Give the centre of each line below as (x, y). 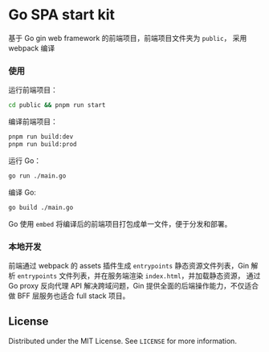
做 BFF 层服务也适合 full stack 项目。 (69, 296)
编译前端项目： (33, 121)
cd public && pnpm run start (57, 105)
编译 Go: (22, 192)
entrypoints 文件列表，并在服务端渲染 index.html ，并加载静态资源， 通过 (139, 276)
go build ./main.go (41, 207)
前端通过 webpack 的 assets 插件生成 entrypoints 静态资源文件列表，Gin (129, 265)
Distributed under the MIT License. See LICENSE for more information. (122, 341)
